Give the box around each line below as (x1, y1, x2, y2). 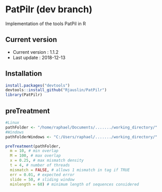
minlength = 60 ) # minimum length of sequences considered (10, 182, 139, 187)
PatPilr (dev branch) (5, 4, 93, 15)
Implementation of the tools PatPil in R (5, 20, 86, 27)
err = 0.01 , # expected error (10, 172, 75, 177)
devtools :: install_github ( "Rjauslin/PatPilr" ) (5, 88, 107, 93)
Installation (5, 69, 42, 78)
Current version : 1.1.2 (12, 49, 59, 55)
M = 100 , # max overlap (10, 153, 61, 158)
